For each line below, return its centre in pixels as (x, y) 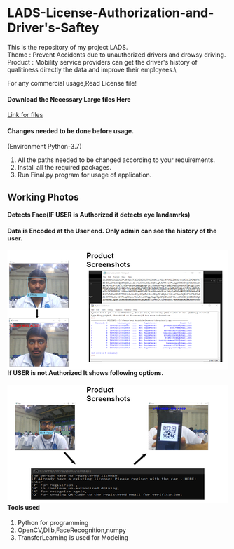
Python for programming (53, 523)
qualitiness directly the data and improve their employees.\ (92, 69)
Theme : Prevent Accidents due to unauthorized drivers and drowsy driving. (117, 55)
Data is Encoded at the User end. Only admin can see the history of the (112, 231)
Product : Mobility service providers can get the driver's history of (102, 62)
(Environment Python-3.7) (44, 147)
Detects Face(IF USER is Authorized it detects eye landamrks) (99, 215)
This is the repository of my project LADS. (68, 47)
